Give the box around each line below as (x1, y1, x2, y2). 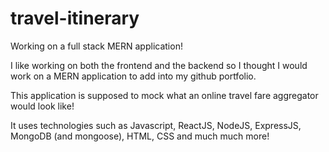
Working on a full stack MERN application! (10, 40, 183, 52)
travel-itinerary (10, 7, 140, 30)
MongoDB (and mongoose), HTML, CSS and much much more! (10, 130, 270, 142)
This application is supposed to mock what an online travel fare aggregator (10, 89, 319, 101)
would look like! (10, 100, 75, 112)
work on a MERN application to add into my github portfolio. (10, 70, 257, 82)
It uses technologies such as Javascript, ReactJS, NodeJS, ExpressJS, (10, 119, 302, 131)
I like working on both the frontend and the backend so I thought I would (10, 59, 308, 71)
